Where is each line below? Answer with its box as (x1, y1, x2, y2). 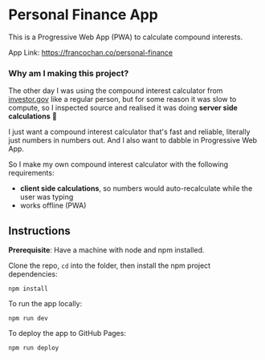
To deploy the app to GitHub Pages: (8, 329, 127, 338)
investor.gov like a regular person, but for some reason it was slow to (8, 95, 237, 104)
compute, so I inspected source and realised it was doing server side (8, 103, 238, 113)
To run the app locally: (8, 299, 83, 309)
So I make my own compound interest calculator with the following (8, 160, 229, 169)
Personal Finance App (8, 6, 158, 24)
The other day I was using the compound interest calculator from (8, 86, 223, 95)
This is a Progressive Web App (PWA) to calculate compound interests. (8, 32, 243, 42)
